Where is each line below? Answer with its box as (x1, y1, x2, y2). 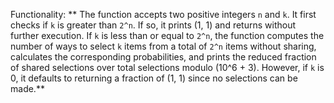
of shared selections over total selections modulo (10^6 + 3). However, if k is (10, 62, 325, 73)
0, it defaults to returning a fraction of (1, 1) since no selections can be (10, 72, 298, 84)
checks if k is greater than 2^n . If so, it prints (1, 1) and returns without (10, 19, 296, 31)
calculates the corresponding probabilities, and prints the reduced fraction (10, 51, 317, 63)
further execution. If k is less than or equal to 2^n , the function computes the (10, 30, 325, 41)
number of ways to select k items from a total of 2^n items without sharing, (10, 40, 317, 52)
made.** (10, 83, 45, 94)
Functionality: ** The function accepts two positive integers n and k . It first (10, 9, 317, 20)
